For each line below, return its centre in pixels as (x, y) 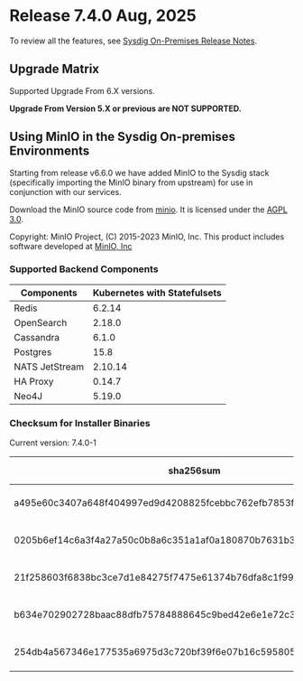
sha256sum (194, 471)
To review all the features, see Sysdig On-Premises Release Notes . (133, 41)
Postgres (33, 351)
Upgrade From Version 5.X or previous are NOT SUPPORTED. (125, 108)
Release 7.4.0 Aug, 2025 (103, 16)
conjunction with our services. (65, 191)
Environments (50, 151)
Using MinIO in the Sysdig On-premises (123, 137)
